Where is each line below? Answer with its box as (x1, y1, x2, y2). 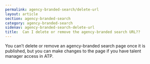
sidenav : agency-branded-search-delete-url (5, 25, 95, 30)
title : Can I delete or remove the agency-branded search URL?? (5, 30, 140, 34)
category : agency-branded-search (5, 20, 73, 26)
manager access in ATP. (5, 53, 54, 59)
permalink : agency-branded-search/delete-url (5, 7, 99, 12)
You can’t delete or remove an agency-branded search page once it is (5, 43, 146, 48)
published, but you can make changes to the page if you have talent (5, 48, 141, 54)
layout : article (5, 12, 38, 16)
